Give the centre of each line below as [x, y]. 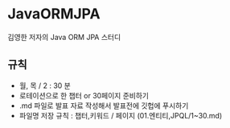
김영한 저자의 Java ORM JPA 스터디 [64, 37]
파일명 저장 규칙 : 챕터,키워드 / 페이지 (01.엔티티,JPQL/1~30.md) [121, 115]
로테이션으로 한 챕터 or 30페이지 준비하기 [84, 95]
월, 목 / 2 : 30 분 [45, 86]
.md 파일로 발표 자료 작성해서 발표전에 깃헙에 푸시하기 [104, 106]
